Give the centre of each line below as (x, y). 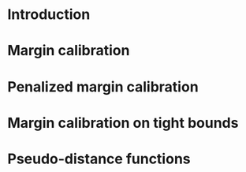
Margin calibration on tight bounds (123, 123)
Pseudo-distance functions (99, 159)
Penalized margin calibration (103, 86)
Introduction (49, 15)
